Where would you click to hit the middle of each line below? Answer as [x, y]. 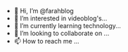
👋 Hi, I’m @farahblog [44, 11]
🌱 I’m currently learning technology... [68, 26]
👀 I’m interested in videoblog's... [60, 18]
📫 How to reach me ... [46, 41]
